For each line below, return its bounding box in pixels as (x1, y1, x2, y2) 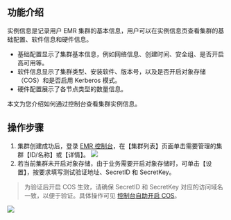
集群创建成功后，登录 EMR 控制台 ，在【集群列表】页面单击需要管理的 (17, 141, 216, 150)
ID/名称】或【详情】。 (29, 150, 90, 159)
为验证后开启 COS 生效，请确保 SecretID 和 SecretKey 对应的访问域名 (24, 182, 223, 191)
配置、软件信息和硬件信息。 (12, 35, 92, 43)
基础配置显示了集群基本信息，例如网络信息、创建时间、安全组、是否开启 (17, 49, 224, 58)
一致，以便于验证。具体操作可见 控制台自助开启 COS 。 (24, 191, 181, 200)
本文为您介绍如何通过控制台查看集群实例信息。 (7, 100, 141, 108)
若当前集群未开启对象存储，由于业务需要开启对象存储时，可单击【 (17, 159, 206, 167)
